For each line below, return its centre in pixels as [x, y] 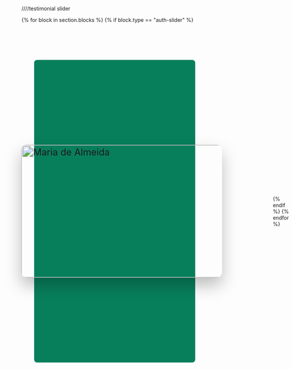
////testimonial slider [46, 9]
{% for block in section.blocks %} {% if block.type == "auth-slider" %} [108, 20]
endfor [281, 217]
